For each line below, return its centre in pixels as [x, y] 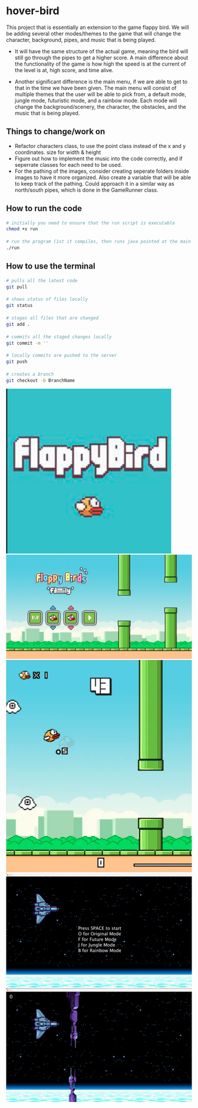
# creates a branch [30, 374]
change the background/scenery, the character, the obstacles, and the [100, 106]
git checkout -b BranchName [41, 380]
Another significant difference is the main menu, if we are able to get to [101, 82]
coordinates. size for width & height [58, 152]
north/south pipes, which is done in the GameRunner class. [86, 190]
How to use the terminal [51, 266]
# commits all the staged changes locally [59, 337]
